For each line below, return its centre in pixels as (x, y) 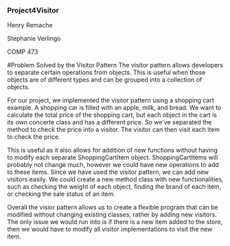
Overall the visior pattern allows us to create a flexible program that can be (113, 208)
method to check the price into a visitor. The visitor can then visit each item (114, 130)
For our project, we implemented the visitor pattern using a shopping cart (111, 100)
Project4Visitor (33, 10)
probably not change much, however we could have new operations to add (113, 165)
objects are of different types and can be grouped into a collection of (105, 80)
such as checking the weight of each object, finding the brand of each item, (114, 187)
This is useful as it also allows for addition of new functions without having (113, 150)
